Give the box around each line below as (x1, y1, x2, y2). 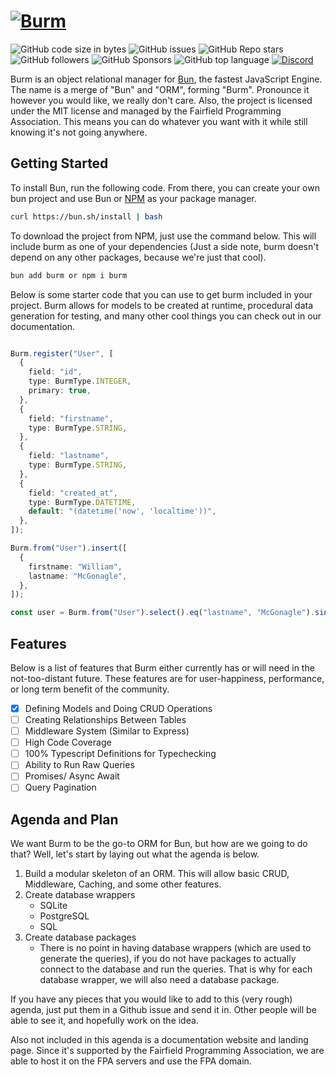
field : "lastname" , (28, 451, 110, 461)
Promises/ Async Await (24, 770, 120, 782)
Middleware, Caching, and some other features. (24, 878, 222, 890)
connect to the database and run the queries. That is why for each (39, 963, 313, 975)
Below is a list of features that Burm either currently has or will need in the (10, 661, 315, 674)
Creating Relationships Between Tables (24, 714, 187, 725)
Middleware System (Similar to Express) (24, 725, 190, 737)
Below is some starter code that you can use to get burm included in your (10, 288, 313, 300)
